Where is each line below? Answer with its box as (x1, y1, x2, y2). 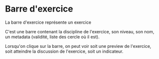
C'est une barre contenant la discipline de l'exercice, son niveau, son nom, (5, 29, 155, 34)
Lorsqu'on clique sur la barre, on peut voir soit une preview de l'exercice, (5, 43, 152, 49)
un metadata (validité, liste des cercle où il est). (5, 34, 100, 40)
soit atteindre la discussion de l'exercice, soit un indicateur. (5, 48, 124, 54)
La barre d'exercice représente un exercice (5, 19, 91, 25)
